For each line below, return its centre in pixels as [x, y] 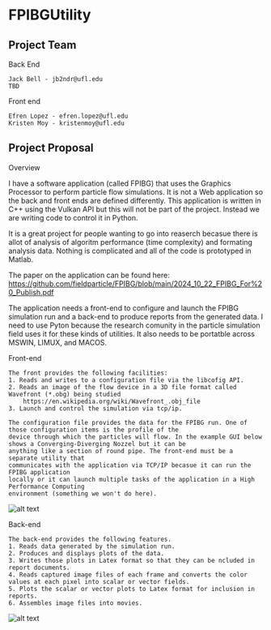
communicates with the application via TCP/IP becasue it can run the [130, 465]
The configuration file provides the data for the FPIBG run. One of [128, 422]
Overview [24, 167]
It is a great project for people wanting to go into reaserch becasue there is [133, 234]
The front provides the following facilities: [88, 373]
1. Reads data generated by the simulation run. [92, 546]
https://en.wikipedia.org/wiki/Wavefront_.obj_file [112, 401]
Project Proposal [51, 148]
